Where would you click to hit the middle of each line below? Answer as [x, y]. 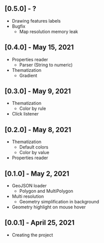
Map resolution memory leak [49, 31]
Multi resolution [28, 196]
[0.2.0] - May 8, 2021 [38, 130]
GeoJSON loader [29, 186]
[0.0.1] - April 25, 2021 [40, 223]
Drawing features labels [36, 21]
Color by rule [33, 108]
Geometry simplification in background [59, 202]
